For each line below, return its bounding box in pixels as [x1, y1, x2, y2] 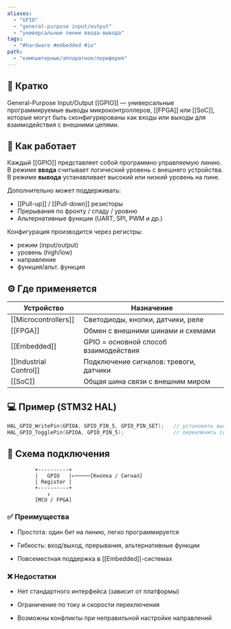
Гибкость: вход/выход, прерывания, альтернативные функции [16, 541, 200, 549]
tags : [7, 36, 23, 43]
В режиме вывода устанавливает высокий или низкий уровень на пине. [7, 173, 220, 181]
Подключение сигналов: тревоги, [83, 357, 196, 366]
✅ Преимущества [7, 512, 69, 522]
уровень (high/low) [16, 248, 73, 256]
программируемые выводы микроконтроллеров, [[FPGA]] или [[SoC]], [7, 106, 215, 114]
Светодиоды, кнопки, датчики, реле [83, 315, 204, 324]
